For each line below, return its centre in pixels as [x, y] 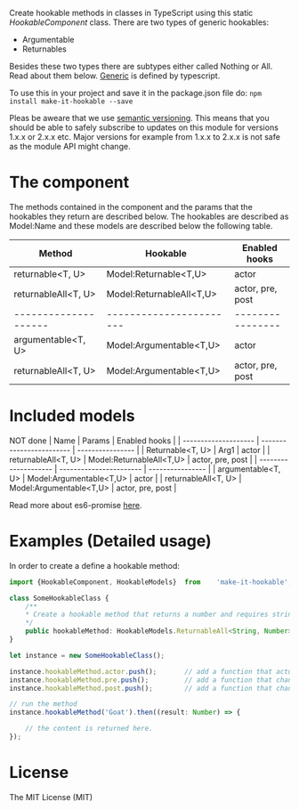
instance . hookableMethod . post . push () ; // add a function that [141, 688]
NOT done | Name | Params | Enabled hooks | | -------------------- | [134, 441]
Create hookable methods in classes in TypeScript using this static [131, 13]
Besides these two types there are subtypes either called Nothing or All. [141, 66]
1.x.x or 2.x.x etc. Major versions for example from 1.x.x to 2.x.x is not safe [145, 137]
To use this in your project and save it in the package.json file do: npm [136, 93]
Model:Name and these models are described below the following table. [141, 225]
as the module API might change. [70, 146]
